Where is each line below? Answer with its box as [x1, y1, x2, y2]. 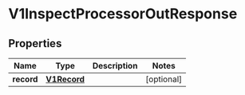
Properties [8, 37, 62, 50]
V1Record [45, 73, 85, 85]
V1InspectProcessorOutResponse [8, 5, 238, 23]
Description [92, 61, 138, 71]
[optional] [145, 73, 183, 85]
